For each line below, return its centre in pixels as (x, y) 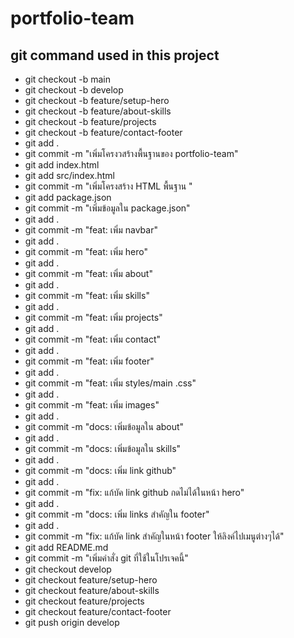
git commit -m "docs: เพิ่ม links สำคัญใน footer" (117, 514)
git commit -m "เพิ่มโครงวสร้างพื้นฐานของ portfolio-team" (131, 153)
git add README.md (66, 547)
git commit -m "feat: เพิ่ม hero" (86, 251)
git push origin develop (72, 622)
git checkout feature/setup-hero (91, 580)
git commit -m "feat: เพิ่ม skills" (87, 295)
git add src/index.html (69, 175)
